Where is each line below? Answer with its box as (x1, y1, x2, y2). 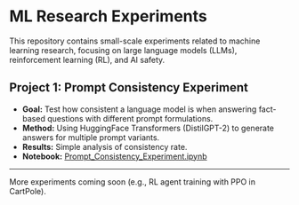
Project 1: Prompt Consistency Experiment (9, 80, 249, 95)
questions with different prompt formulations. (47, 113, 214, 123)
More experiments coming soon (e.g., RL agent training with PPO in (9, 176, 256, 187)
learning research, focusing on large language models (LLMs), (9, 44, 238, 55)
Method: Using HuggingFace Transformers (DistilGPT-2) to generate (21, 122, 274, 133)
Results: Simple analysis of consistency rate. (21, 141, 188, 152)
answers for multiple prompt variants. (21, 131, 160, 143)
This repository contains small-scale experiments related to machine (9, 35, 261, 46)
